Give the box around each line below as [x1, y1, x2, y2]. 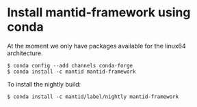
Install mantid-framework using [7, 5, 191, 20]
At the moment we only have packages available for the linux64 [7, 42, 186, 50]
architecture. [7, 49, 43, 57]
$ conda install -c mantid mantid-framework [7, 68, 136, 75]
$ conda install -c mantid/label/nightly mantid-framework [7, 93, 179, 100]
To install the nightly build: [7, 80, 81, 88]
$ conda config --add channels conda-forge [7, 62, 133, 69]
